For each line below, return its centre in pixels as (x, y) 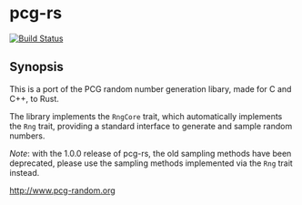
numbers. (27, 136)
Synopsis (36, 67)
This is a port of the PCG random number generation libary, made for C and (151, 88)
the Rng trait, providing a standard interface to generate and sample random (151, 126)
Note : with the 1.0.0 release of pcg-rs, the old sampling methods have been (151, 153)
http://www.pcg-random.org (62, 190)
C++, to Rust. (34, 98)
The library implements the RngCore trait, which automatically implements (146, 116)
